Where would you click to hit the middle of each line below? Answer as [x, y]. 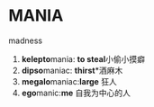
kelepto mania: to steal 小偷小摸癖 [83, 58]
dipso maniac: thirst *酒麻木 [72, 70]
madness [25, 40]
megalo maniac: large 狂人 [69, 81]
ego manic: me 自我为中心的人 [76, 93]
